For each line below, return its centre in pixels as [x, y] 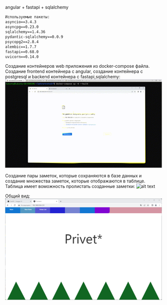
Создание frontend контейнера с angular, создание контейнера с [74, 71]
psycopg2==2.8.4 [22, 42]
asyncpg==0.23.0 [22, 27]
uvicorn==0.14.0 [22, 57]
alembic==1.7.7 [21, 47]
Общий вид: [18, 196]
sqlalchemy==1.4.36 [25, 32]
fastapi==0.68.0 [22, 52]
